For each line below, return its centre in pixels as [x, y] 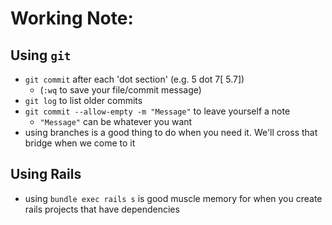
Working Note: [72, 18]
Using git [41, 55]
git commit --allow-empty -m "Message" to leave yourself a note [157, 111]
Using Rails [46, 174]
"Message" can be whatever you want [116, 121]
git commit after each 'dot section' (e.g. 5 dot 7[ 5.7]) [134, 79]
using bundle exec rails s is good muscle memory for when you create [173, 198]
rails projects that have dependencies [102, 209]
